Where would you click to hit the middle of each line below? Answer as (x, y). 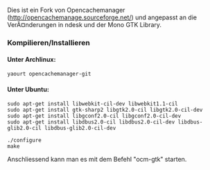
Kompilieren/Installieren (49, 42)
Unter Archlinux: (32, 59)
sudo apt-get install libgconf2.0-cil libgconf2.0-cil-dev (94, 116)
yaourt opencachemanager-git (49, 74)
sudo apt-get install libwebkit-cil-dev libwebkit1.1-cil (93, 104)
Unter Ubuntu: (28, 89)
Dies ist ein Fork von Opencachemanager (66, 10)
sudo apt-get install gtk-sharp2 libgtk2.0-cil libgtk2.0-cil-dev (105, 110)
